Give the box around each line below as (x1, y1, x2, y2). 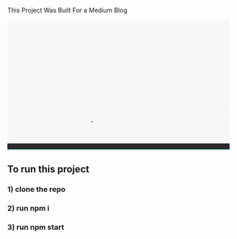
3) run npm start (7, 222, 65, 232)
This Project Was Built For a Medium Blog (7, 6, 128, 14)
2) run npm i (7, 204, 49, 214)
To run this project (7, 164, 90, 176)
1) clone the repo (7, 185, 66, 195)
